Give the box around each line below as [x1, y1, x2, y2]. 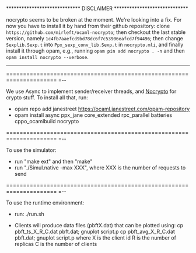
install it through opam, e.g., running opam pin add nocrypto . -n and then [6, 47, 185, 54]
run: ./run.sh [14, 210, 45, 217]
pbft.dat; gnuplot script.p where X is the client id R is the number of [14, 234, 177, 241]
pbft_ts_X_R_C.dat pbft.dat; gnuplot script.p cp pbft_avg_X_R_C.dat [14, 228, 175, 235]
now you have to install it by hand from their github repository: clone [6, 23, 170, 29]
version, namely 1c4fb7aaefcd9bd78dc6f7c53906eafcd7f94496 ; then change [6, 35, 184, 41]
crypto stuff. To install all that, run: [6, 94, 89, 101]
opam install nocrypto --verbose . [6, 54, 89, 60]
